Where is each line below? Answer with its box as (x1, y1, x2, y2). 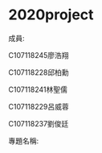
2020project (8, 6, 94, 24)
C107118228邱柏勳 (8, 67, 70, 77)
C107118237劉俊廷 (8, 118, 69, 128)
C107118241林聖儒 (8, 85, 68, 94)
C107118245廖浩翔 (8, 50, 70, 60)
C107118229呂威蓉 (8, 101, 70, 111)
